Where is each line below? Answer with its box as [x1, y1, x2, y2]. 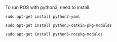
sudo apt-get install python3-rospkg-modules [5, 32, 103, 37]
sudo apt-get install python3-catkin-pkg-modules [5, 23, 112, 28]
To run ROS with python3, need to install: [5, 5, 91, 10]
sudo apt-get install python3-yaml [5, 14, 81, 19]
